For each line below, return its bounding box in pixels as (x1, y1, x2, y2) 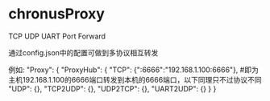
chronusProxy (8, 5, 105, 23)
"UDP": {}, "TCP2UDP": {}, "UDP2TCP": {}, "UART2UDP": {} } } (8, 83, 217, 93)
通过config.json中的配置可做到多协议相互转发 (8, 47, 159, 57)
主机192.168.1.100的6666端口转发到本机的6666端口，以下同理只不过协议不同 (8, 75, 262, 84)
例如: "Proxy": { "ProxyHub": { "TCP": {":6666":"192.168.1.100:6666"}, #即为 (8, 65, 260, 75)
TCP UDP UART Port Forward (8, 31, 106, 41)
